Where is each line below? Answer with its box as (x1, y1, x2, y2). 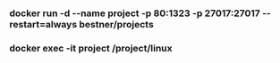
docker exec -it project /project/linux (9, 42, 173, 54)
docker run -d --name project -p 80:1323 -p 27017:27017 (9, 7, 261, 20)
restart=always (9, 18, 78, 30)
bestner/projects (79, 18, 154, 30)
